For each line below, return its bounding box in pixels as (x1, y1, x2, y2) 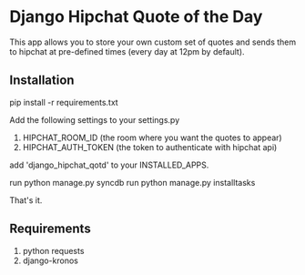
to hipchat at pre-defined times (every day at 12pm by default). (9, 46, 245, 56)
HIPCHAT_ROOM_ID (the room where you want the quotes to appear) (22, 132, 282, 143)
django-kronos (22, 255, 79, 266)
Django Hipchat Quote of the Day (9, 6, 263, 27)
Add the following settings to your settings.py (9, 114, 180, 125)
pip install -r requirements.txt (9, 97, 118, 107)
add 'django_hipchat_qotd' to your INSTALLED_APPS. (9, 159, 209, 170)
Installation (9, 73, 75, 88)
